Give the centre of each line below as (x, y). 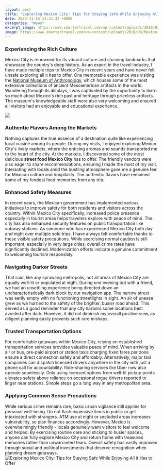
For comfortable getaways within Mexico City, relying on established (73, 342)
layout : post (18, 9)
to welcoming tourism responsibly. (39, 254)
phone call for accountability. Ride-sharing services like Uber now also (76, 368)
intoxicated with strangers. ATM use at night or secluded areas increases (78, 417)
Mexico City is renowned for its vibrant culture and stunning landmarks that (80, 60)
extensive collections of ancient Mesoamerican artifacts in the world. (74, 85)
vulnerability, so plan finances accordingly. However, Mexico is (68, 422)
